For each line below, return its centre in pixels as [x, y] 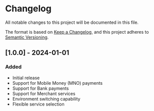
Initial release [26, 78]
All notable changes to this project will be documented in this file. [72, 22]
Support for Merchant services [44, 93]
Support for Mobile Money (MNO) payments [57, 83]
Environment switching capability [46, 99]
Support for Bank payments [40, 88]
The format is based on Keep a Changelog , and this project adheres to [77, 32]
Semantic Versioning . [27, 37]
